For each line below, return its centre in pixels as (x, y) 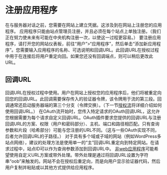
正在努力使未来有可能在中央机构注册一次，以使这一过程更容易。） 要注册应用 (83, 37)
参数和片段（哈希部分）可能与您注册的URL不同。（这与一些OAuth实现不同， (82, 130)
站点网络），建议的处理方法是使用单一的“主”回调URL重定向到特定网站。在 (80, 142)
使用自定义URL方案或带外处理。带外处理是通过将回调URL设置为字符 (79, 155)
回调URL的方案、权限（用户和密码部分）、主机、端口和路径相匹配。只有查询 (83, 124)
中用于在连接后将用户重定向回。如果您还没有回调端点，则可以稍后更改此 (79, 56)
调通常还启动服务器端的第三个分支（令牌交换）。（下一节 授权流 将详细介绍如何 (83, 105)
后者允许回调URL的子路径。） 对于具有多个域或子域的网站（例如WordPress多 (83, 136)
